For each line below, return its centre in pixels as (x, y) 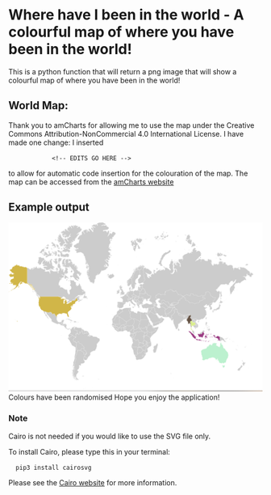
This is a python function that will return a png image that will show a (123, 71)
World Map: (38, 106)
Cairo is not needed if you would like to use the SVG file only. (110, 436)
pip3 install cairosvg (54, 467)
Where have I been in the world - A (126, 15)
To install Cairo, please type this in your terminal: (90, 451)
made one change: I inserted (56, 142)
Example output (49, 207)
